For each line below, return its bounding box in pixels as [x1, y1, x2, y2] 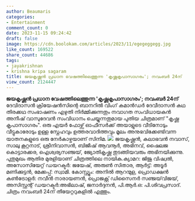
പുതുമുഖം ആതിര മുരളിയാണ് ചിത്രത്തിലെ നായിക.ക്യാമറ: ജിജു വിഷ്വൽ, [6, 155, 174, 162]
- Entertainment [6, 19, 46, 25]
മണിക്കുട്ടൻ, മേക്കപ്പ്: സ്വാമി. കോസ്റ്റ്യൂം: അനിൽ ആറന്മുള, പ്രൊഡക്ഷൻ [6, 168, 169, 175]
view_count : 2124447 [6, 79, 57, 85]
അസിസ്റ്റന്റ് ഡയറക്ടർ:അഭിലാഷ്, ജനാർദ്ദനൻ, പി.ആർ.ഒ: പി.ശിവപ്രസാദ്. [6, 182, 182, 188]
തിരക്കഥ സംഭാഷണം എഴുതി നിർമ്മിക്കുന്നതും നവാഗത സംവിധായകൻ [6, 109, 171, 115]
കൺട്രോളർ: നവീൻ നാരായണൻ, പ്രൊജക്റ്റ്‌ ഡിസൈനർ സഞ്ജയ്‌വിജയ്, [6, 175, 179, 182]
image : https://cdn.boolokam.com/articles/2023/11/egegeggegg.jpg [6, 41, 171, 47]
